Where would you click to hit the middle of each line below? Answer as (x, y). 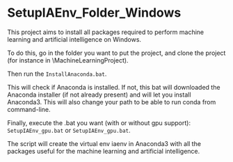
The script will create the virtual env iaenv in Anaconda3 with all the (104, 143)
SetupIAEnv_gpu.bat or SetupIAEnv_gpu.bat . (69, 130)
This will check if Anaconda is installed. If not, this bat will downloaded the (114, 87)
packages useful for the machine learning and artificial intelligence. (104, 151)
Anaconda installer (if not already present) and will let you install (99, 95)
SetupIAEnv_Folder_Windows (94, 13)
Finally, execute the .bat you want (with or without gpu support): (99, 122)
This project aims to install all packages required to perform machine (106, 32)
